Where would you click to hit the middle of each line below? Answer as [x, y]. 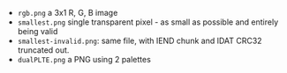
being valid [38, 31]
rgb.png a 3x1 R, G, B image [68, 13]
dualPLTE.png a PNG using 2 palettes [84, 59]
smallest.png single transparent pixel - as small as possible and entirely [148, 22]
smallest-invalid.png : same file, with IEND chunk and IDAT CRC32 [140, 40]
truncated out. [43, 50]
